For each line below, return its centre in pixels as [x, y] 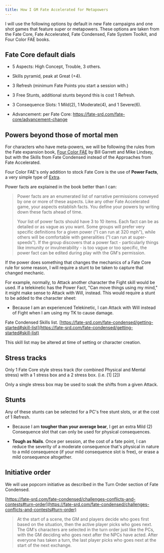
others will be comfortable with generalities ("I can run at [74, 237]
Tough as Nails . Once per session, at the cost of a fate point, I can [79, 441]
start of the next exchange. [44, 545]
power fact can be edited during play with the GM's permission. [81, 253]
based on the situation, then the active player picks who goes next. [85, 524]
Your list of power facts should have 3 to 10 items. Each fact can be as [88, 221]
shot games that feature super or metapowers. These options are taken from [82, 29]
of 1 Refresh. [18, 417]
